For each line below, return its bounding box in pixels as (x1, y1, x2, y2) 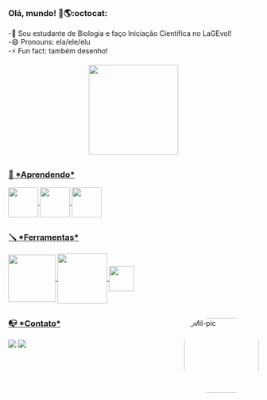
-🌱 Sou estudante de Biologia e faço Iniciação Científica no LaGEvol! (8, 29, 232, 38)
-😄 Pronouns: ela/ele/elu (8, 37, 91, 47)
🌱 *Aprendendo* (8, 169, 75, 180)
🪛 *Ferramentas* (8, 232, 79, 243)
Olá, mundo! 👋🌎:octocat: (8, 7, 108, 18)
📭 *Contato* (8, 318, 61, 329)
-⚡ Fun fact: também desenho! (8, 46, 109, 56)
